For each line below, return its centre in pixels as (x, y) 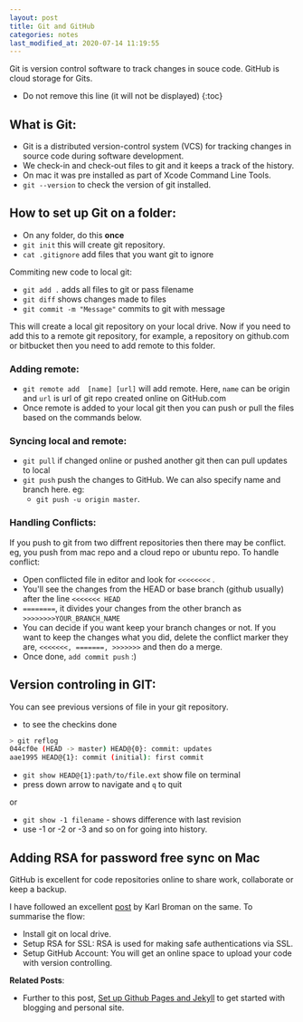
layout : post (34, 18)
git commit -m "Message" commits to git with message (124, 308)
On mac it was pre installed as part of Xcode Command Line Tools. (147, 175)
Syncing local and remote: (68, 441)
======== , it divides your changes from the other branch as (132, 608)
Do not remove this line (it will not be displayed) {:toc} (123, 96)
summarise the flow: (47, 917)
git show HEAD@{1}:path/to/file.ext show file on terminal (132, 775)
